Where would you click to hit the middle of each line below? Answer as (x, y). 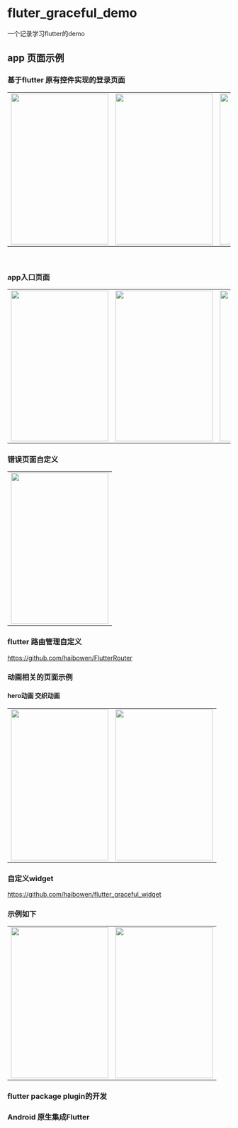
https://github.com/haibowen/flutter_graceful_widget (84, 894)
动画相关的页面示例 (40, 678)
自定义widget (30, 878)
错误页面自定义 (33, 459)
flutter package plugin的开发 (57, 1096)
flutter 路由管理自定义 (45, 642)
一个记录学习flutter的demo (46, 33)
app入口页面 (29, 277)
